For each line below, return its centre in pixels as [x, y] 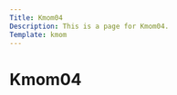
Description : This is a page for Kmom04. [89, 26]
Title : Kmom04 [36, 18]
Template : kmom [38, 34]
